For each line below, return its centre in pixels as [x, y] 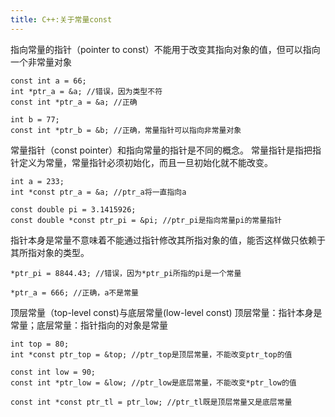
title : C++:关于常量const [61, 19]
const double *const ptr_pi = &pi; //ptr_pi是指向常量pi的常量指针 [146, 220]
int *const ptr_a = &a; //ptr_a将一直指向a [98, 192]
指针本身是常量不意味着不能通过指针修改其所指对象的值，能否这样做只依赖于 [168, 240]
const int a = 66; [48, 81]
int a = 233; [37, 181]
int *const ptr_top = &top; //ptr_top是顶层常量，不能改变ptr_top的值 [151, 354]
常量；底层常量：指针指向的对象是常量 [89, 325]
